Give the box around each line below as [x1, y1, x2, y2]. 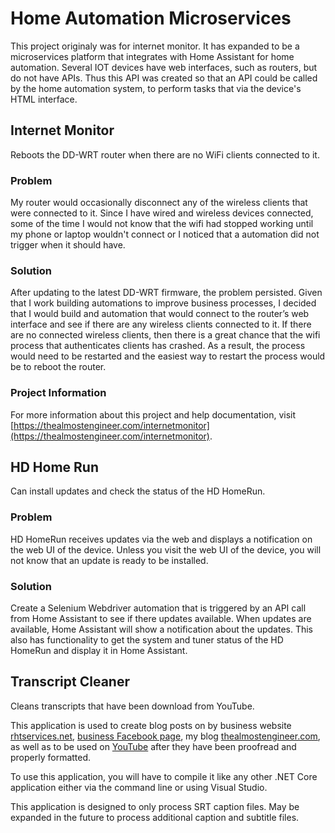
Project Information [10, 386, 107, 400]
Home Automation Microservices [10, 7, 292, 30]
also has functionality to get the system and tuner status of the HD [10, 634, 284, 646]
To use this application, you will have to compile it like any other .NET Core [10, 770, 318, 782]
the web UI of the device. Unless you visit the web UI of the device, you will [10, 543, 322, 556]
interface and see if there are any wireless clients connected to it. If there [10, 318, 312, 331]
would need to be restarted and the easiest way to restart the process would [10, 350, 326, 362]
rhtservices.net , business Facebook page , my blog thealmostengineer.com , [10, 730, 321, 742]
